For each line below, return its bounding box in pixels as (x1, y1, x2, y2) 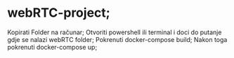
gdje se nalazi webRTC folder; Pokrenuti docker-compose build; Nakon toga (7, 35, 228, 43)
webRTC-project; (7, 5, 110, 21)
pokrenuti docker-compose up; (7, 43, 98, 51)
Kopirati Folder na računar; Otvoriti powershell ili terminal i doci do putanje (7, 28, 222, 36)
